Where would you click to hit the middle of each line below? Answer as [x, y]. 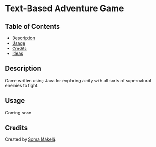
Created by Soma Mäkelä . [31, 139]
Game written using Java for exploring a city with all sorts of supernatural [78, 80]
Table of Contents [33, 26]
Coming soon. [19, 113]
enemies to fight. [22, 85]
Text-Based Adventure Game [64, 8]
